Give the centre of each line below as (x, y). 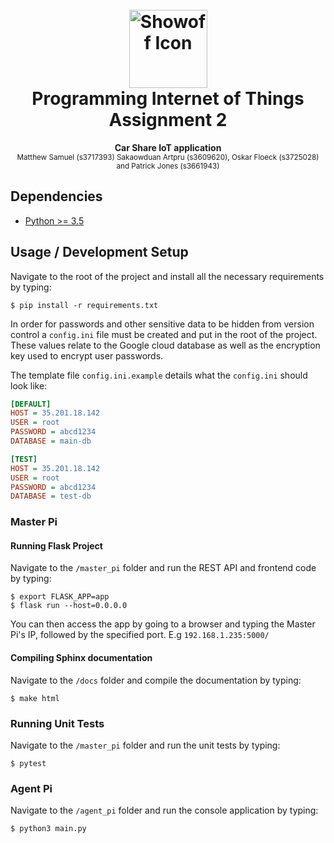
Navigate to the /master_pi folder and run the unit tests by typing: (145, 745)
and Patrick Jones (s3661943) (168, 166)
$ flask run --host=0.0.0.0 (69, 606)
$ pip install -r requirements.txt (84, 305)
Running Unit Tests (57, 723)
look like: (29, 385)
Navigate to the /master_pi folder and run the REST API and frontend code (163, 568)
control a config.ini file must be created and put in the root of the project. (164, 334)
